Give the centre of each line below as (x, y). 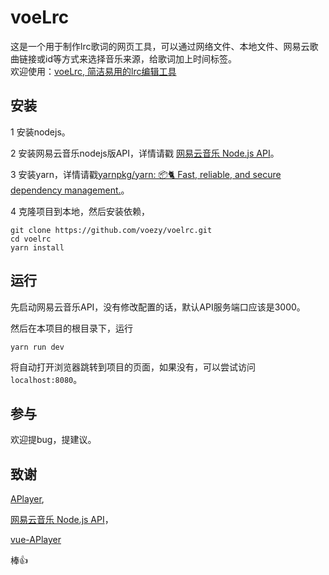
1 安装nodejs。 (40, 132)
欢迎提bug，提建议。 (53, 440)
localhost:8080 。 (46, 379)
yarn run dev (37, 347)
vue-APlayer (36, 540)
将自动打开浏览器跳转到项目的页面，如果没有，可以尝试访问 (133, 367)
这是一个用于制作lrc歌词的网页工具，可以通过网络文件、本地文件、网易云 (160, 46)
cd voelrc (31, 239)
